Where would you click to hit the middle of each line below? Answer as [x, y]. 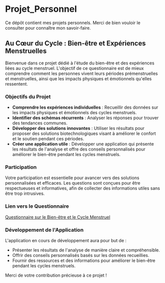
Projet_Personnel [41, 9]
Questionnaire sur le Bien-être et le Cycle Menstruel [58, 217]
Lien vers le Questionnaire [37, 206]
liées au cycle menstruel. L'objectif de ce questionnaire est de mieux [75, 68]
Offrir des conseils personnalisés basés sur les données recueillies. [81, 255]
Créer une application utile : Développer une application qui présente [83, 144]
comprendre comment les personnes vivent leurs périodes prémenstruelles [82, 73]
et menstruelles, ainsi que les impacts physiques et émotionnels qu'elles [78, 79]
